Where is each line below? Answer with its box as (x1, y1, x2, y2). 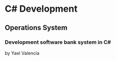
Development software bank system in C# (5, 39, 111, 46)
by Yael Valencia (5, 50, 39, 56)
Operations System (5, 23, 67, 32)
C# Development (5, 3, 78, 15)
